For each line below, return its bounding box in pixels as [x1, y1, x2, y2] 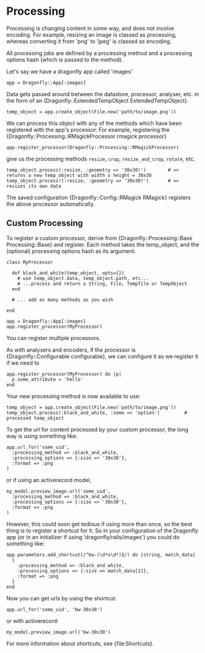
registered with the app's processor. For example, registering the [6, 126, 170, 133]
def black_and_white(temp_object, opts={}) [12, 270, 124, 276]
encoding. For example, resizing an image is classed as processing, [6, 31, 177, 38]
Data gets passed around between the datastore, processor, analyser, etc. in [6, 90, 199, 97]
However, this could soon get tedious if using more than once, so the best [6, 520, 193, 527]
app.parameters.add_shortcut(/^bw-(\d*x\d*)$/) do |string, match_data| [6, 551, 196, 558]
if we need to [6, 359, 40, 366]
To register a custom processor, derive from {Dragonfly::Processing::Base [6, 234, 193, 241]
